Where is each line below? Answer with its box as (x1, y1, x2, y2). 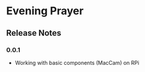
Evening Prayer (6, 4, 84, 18)
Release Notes (6, 28, 62, 38)
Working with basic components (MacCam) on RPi (14, 59, 140, 66)
